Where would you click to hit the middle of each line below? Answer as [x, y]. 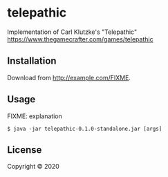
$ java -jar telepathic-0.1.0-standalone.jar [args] [85, 129]
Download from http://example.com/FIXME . [69, 77]
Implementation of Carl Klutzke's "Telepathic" [72, 32]
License [25, 150]
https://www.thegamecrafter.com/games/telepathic [80, 39]
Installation [32, 61]
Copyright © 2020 [34, 167]
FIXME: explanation [35, 116]
